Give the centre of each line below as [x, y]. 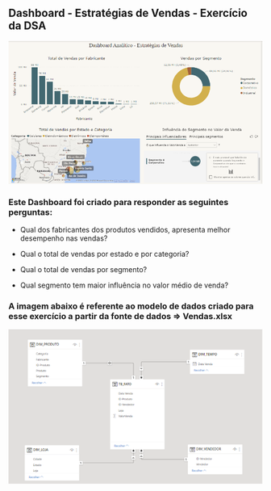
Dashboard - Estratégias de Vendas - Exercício [128, 13]
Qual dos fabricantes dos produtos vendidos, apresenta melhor [125, 229]
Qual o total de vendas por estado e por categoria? [104, 254]
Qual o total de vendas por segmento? [83, 269]
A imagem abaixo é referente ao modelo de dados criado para [131, 306]
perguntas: [31, 212]
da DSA [27, 26]
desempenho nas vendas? [64, 238]
